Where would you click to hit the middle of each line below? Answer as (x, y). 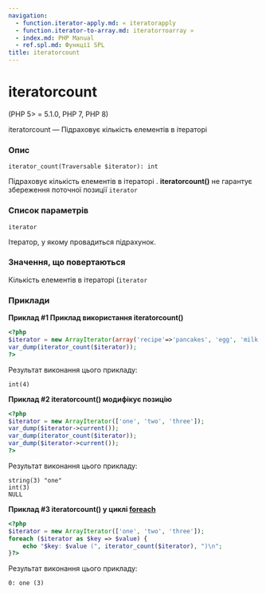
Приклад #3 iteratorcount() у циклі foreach (82, 509)
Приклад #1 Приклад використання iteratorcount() (96, 318)
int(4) (19, 384)
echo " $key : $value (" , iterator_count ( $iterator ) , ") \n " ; (123, 546)
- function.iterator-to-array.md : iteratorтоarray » (105, 30)
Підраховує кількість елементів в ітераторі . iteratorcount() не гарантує (130, 182)
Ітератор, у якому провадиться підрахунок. (82, 242)
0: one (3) (26, 583)
